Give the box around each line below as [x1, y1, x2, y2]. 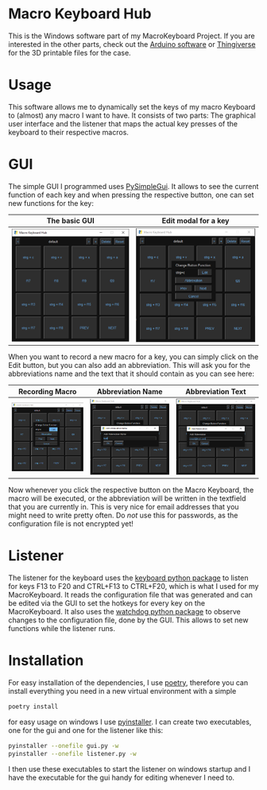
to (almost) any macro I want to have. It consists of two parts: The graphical [8, 110, 256, 120]
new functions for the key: [8, 198, 94, 207]
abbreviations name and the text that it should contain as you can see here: [8, 369, 254, 378]
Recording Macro [18, 386, 77, 396]
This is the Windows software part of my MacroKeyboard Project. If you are [8, 31, 256, 41]
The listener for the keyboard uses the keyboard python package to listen [8, 573, 249, 583]
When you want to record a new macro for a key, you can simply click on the [8, 352, 259, 362]
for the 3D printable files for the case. [8, 48, 131, 57]
